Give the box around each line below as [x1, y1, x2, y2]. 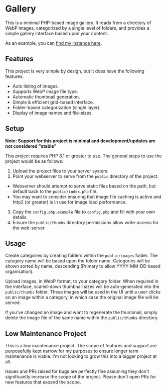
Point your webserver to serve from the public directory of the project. [12, 173, 159, 179]
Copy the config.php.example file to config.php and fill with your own [12, 209, 155, 215]
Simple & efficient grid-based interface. [12, 99, 94, 105]
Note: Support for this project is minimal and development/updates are [5, 138, 156, 144]
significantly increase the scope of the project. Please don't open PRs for [5, 374, 156, 380]
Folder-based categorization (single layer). [12, 104, 101, 111]
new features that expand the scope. [5, 379, 81, 385]
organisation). [5, 268, 34, 274]
